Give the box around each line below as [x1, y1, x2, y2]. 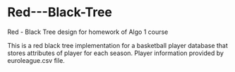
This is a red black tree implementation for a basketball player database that [7, 41, 228, 49]
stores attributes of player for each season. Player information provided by [7, 49, 224, 57]
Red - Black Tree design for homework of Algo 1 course [7, 28, 169, 36]
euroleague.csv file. [7, 56, 65, 64]
